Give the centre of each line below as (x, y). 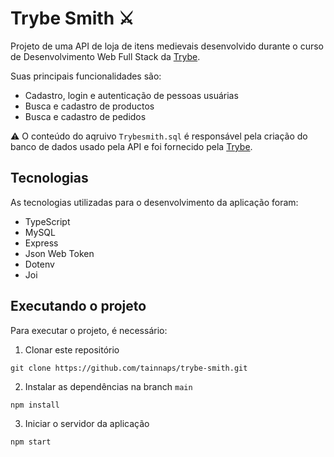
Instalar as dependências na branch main (108, 386)
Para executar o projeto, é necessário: (89, 330)
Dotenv (39, 264)
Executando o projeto (78, 306)
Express (41, 243)
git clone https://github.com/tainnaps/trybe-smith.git (129, 368)
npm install (35, 405)
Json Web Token (59, 253)
